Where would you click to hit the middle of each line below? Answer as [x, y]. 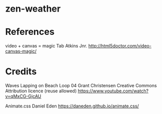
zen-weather [33, 9]
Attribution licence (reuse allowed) [41, 91]
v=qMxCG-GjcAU [23, 96]
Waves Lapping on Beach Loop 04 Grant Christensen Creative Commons [81, 86]
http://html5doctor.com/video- [120, 46]
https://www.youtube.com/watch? [113, 91]
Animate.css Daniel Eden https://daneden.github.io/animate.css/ [72, 106]
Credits [21, 72]
